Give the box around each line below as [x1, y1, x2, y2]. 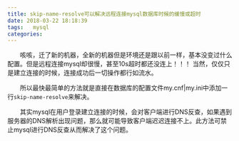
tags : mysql [7, 23, 50, 31]
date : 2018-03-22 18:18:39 [7, 17, 88, 24]
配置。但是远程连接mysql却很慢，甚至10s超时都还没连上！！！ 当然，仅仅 [7, 60, 225, 68]
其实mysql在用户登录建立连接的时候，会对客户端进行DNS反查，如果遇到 [19, 108, 232, 116]
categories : [7, 30, 43, 38]
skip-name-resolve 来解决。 [14, 93, 93, 101]
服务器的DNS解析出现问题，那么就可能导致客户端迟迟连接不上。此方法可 [7, 117, 221, 125]
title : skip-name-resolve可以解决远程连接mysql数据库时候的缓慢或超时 [7, 10, 201, 18]
